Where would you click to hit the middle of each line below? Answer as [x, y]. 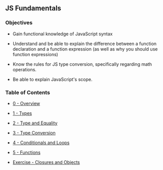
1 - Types [22, 113]
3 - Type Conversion [34, 133]
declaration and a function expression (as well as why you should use [85, 49]
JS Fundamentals [33, 8]
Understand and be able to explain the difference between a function [85, 44]
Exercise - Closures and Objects [46, 162]
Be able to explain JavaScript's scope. [52, 79]
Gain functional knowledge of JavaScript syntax [63, 34]
